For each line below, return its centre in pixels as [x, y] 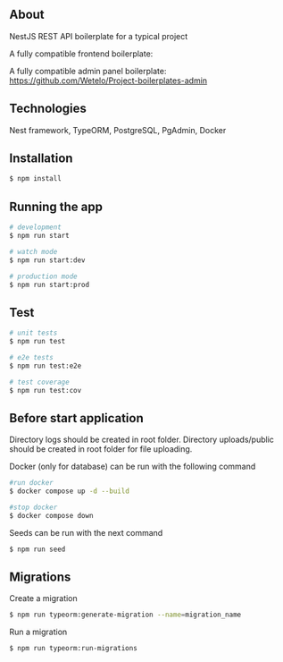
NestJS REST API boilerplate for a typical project [99, 36]
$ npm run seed [37, 549]
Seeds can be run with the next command [86, 532]
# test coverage [39, 382]
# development [36, 227]
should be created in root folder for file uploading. [101, 449]
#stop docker [33, 507]
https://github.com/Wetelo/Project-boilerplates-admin [108, 81]
